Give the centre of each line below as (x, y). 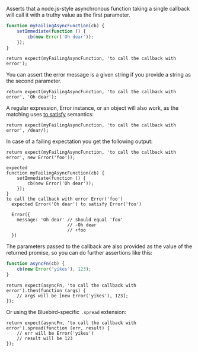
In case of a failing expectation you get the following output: (79, 141)
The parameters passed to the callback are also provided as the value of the (99, 246)
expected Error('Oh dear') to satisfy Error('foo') (77, 204)
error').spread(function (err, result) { (58, 328)
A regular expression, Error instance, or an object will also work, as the (92, 108)
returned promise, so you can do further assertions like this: (79, 253)
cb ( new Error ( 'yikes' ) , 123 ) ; (54, 269)
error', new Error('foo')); (41, 158)
